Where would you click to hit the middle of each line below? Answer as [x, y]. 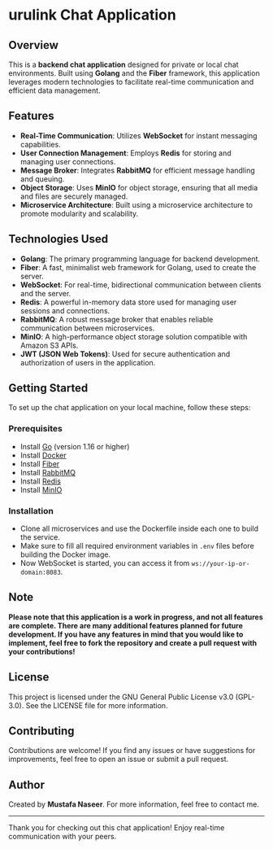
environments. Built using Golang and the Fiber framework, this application [134, 73]
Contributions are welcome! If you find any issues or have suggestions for [132, 751]
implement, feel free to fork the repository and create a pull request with [133, 643]
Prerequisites [35, 429]
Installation [31, 510]
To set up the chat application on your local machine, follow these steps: [130, 408]
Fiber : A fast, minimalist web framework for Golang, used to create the [138, 267]
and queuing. [42, 179]
